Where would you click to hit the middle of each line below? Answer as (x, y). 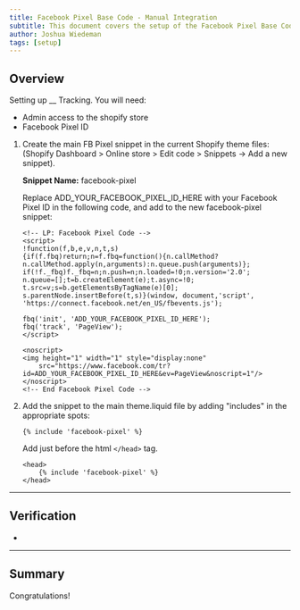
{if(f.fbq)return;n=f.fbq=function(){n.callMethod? (120, 257)
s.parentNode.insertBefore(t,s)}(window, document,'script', (138, 296)
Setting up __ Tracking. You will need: (78, 100)
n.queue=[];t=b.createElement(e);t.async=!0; (108, 280)
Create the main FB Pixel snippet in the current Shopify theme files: (146, 145)
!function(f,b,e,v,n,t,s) (70, 249)
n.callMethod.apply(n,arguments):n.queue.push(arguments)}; (136, 264)
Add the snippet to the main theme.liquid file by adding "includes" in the (154, 406)
